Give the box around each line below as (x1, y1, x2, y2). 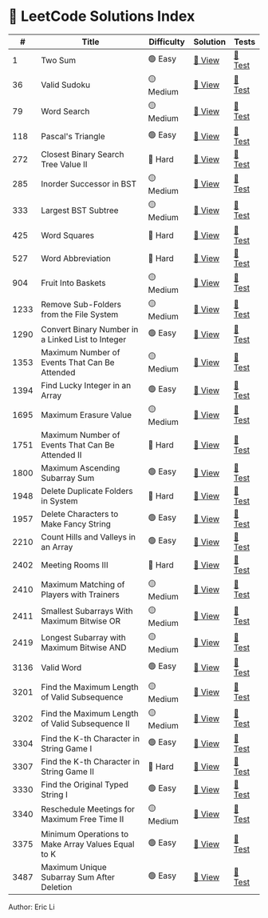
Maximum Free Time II (41, 814, 124, 825)
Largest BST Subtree (41, 205, 119, 216)
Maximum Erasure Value (41, 410, 132, 421)
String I (41, 788, 68, 800)
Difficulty (148, 36, 185, 47)
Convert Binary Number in (41, 323, 139, 335)
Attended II (41, 449, 82, 460)
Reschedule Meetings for (41, 804, 136, 815)
